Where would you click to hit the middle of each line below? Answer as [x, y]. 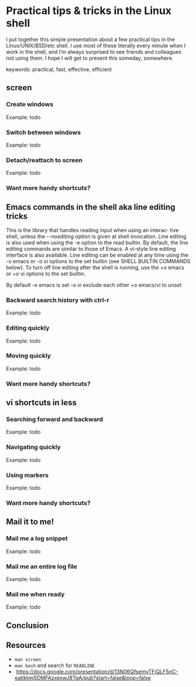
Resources [26, 645]
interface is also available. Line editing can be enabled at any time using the [97, 255]
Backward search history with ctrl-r [58, 300]
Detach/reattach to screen [44, 160]
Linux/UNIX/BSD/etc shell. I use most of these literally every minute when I [96, 46]
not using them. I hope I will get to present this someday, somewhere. [90, 58]
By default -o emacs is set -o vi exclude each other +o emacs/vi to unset [94, 285]
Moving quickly [29, 356]
